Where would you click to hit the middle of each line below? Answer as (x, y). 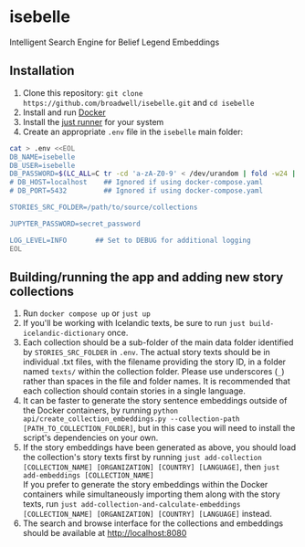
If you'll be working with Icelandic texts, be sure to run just (134, 323)
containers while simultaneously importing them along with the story (151, 494)
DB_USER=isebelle (42, 165)
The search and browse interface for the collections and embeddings (153, 523)
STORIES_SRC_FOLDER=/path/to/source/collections (104, 207)
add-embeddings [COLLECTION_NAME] (88, 476)
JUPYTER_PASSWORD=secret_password (75, 224)
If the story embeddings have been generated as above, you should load (159, 447)
